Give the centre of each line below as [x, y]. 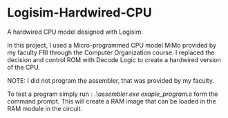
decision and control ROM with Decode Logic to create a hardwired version [114, 59]
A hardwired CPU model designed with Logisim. [75, 32]
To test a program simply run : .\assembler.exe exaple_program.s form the [113, 94]
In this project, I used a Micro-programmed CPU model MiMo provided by [112, 45]
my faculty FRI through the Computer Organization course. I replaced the [111, 52]
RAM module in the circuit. [45, 108]
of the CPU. [23, 67]
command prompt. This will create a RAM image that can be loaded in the [112, 101]
